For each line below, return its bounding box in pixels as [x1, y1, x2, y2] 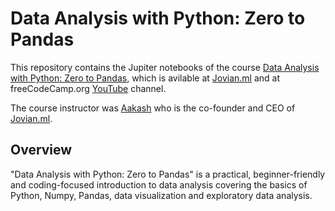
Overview [10, 142, 73, 159]
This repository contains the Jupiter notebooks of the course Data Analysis [10, 61, 320, 73]
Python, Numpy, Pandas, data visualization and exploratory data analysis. [10, 189, 313, 201]
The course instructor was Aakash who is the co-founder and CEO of [10, 102, 296, 114]
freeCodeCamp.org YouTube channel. [10, 82, 167, 94]
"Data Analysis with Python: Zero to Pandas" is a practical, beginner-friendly [10, 168, 326, 180]
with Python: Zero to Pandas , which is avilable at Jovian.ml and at [10, 72, 281, 84]
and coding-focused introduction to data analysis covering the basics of [10, 178, 308, 191]
